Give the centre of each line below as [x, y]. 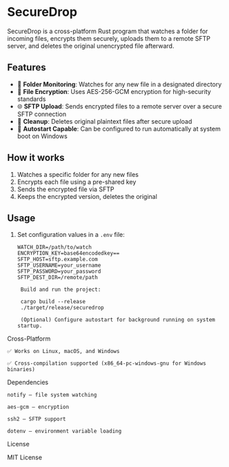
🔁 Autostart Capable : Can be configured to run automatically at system [119, 128]
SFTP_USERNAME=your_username [59, 266]
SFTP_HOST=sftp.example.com [57, 260]
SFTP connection [42, 114]
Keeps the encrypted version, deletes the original [87, 196]
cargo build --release [53, 302]
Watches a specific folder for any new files [78, 174]
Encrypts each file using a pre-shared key [77, 182]
